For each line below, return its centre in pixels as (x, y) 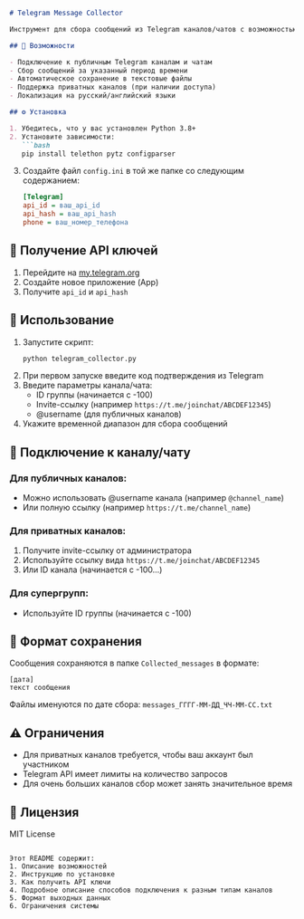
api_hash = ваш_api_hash (69, 214)
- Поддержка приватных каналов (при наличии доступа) (113, 87)
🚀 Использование (62, 320)
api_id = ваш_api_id (61, 206)
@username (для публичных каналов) (109, 414)
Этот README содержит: (52, 859)
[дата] (22, 680)
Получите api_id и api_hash (75, 292)
